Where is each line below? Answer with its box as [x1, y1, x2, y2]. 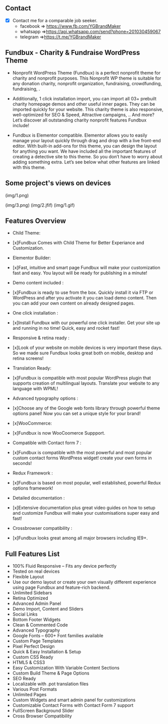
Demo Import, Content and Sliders [12, 606, 83, 612]
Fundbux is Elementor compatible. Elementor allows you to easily [12, 132, 147, 138]
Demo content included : [12, 280, 64, 286]
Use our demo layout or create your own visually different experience [12, 579, 156, 585]
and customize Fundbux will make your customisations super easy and [12, 510, 159, 516]
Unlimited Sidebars [12, 590, 52, 596]
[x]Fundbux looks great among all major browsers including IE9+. [12, 535, 148, 541]
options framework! [12, 485, 54, 491]
